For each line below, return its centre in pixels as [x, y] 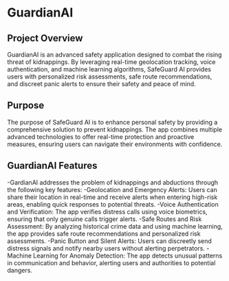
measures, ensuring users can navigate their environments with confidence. [115, 144]
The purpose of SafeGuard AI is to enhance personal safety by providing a [112, 122]
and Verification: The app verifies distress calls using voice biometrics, [107, 211]
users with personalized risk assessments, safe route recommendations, [110, 76]
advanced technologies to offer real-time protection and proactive [101, 136]
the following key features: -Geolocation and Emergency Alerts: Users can [112, 189]
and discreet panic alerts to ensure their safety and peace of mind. [101, 84]
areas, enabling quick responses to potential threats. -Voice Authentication [113, 204]
